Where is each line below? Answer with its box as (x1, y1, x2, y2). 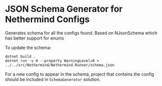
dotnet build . (5, 54, 36, 59)
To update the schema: (5, 44, 52, 50)
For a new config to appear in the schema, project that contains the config (5, 71, 155, 77)
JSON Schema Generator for (5, 3, 123, 15)
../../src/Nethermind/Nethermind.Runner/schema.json (5, 63, 115, 67)
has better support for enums (5, 35, 64, 41)
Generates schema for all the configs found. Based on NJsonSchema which (5, 30, 158, 36)
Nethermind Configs (5, 14, 90, 25)
